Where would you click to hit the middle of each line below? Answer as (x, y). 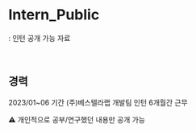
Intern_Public (54, 15)
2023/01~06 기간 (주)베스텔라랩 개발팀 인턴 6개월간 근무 (98, 102)
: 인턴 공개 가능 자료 (40, 38)
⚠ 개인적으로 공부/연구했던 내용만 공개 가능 (77, 119)
